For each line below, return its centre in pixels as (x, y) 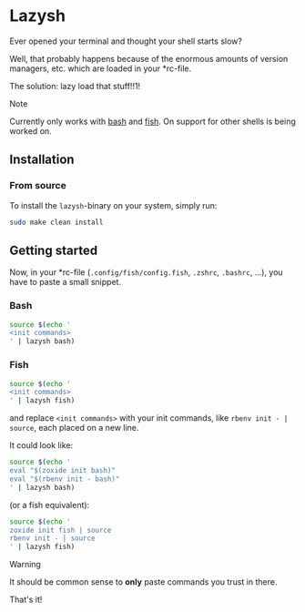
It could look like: (41, 445)
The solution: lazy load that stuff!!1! (75, 86)
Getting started (54, 250)
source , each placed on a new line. (74, 428)
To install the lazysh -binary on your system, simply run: (113, 205)
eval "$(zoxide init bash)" (63, 471)
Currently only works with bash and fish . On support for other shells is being (152, 121)
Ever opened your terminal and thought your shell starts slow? (126, 41)
